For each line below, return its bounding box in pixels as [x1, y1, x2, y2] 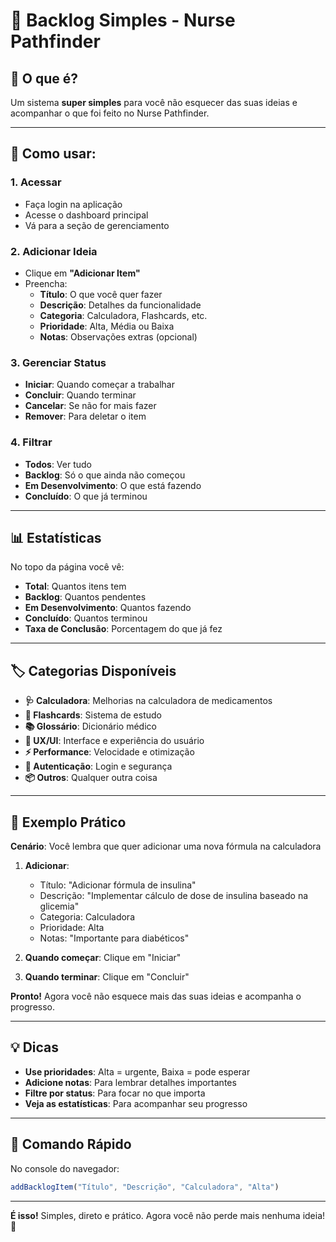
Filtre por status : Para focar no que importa [24, 1087, 206, 1099]
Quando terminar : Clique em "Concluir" [24, 971, 190, 983]
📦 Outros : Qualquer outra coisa [24, 772, 158, 784]
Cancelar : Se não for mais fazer [24, 400, 157, 412]
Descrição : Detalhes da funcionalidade [39, 299, 202, 311]
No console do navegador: [10, 1162, 120, 1174]
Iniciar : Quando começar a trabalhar [24, 379, 176, 391]
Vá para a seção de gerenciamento [24, 219, 170, 231]
